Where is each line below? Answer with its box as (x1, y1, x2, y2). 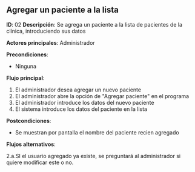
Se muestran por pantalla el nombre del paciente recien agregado (15, 128, 180, 136)
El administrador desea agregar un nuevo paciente (15, 86, 141, 93)
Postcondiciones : (6, 117, 51, 124)
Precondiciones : (6, 51, 48, 58)
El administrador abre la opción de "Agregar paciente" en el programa (15, 92, 190, 99)
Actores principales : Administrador (6, 39, 95, 46)
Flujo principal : (6, 74, 45, 81)
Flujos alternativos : (6, 141, 56, 148)
